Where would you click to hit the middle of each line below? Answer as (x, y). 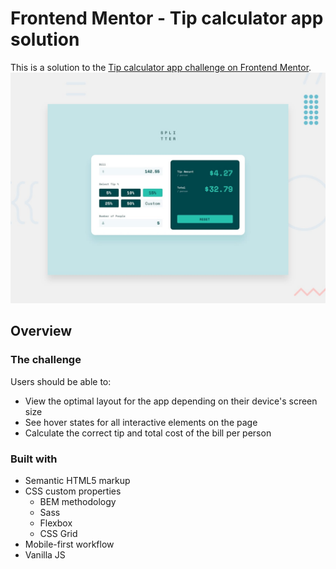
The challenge (46, 360)
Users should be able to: (61, 381)
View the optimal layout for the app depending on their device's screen (171, 401)
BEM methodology (78, 502)
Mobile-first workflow (69, 544)
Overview (41, 331)
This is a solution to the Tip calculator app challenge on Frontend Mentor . (161, 67)
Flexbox (56, 523)
